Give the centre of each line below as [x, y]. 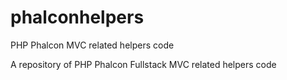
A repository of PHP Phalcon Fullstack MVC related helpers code [143, 64]
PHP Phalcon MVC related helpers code [92, 45]
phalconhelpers [77, 17]
